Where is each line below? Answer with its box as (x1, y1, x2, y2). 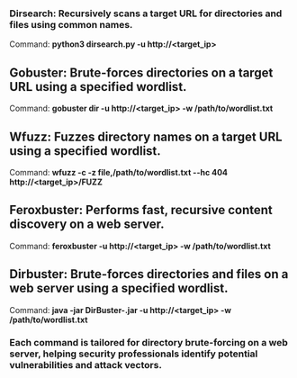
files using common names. (9, 18, 133, 31)
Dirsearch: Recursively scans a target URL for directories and (9, 7, 283, 20)
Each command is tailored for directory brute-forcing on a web (9, 337, 288, 349)
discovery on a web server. (9, 217, 165, 232)
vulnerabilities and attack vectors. (9, 359, 162, 372)
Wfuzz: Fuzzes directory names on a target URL (9, 129, 283, 144)
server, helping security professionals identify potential (9, 347, 258, 360)
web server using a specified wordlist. (9, 281, 229, 296)
